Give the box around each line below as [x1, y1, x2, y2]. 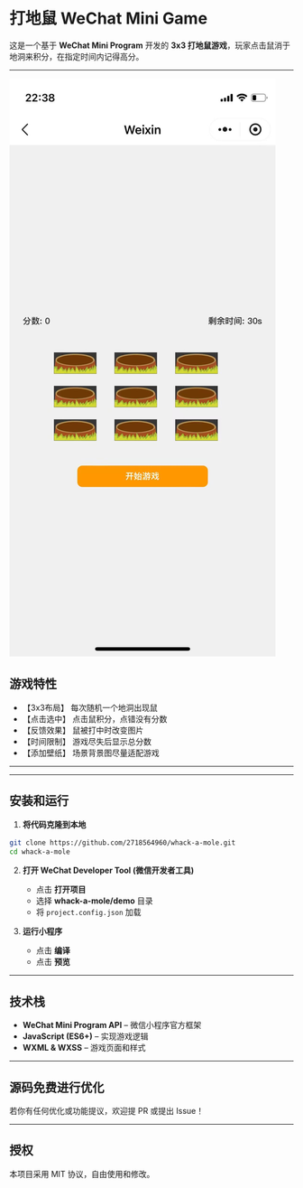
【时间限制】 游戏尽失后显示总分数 [22, 735, 151, 746]
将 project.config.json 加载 [35, 907, 142, 918]
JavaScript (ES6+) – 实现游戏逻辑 [22, 1031, 149, 1042]
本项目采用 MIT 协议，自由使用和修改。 [9, 1168, 155, 1179]
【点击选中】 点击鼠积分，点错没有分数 [22, 713, 168, 724]
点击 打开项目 [35, 884, 87, 895]
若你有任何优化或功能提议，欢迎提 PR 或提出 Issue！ [9, 1105, 205, 1116]
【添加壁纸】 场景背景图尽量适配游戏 [22, 747, 160, 758]
